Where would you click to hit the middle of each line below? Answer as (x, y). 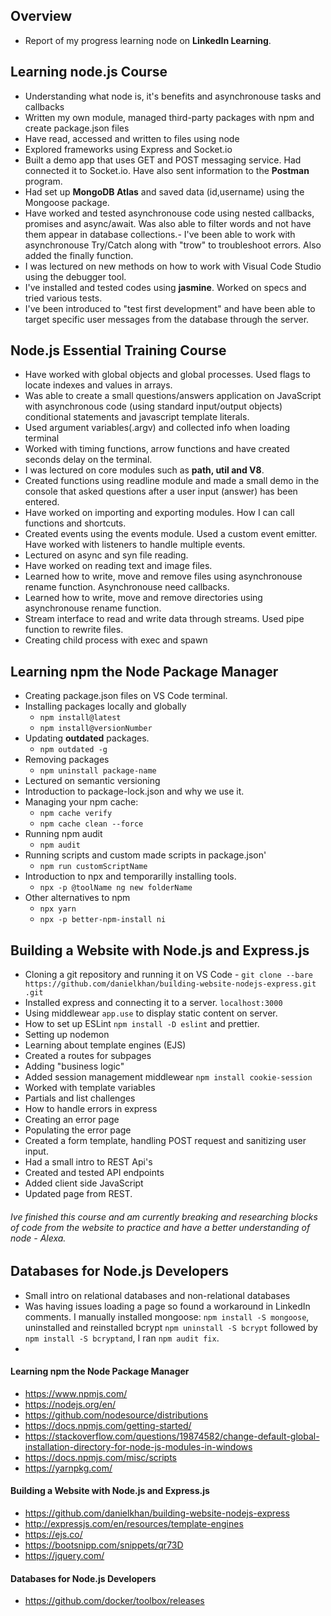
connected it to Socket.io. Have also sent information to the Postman (167, 170)
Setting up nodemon (67, 1035)
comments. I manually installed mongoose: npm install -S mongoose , (167, 1316)
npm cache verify (76, 814)
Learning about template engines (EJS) (105, 1045)
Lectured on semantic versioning (92, 781)
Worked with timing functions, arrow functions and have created (157, 449)
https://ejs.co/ (53, 1535)
